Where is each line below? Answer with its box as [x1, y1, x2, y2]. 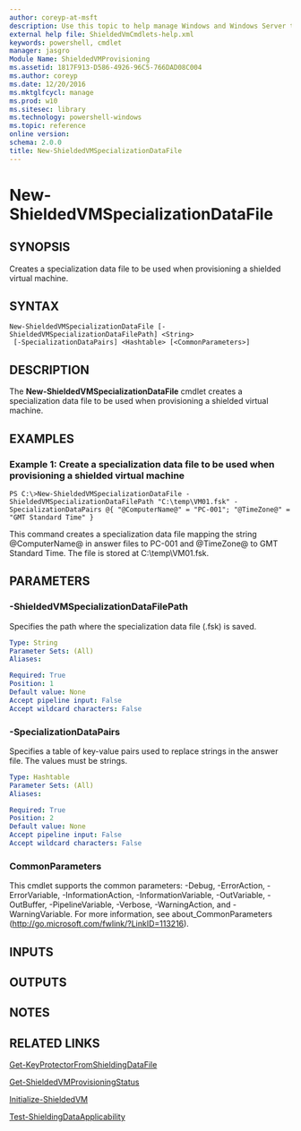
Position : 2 [9, 814, 54, 823]
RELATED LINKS [9, 1035, 100, 1050]
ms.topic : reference [9, 122, 87, 131]
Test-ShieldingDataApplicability [9, 1111, 125, 1122]
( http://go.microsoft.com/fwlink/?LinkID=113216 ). [9, 919, 190, 930]
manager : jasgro [9, 47, 70, 56]
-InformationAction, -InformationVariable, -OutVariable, [62, 890, 266, 901]
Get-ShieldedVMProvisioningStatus [9, 1076, 140, 1088]
